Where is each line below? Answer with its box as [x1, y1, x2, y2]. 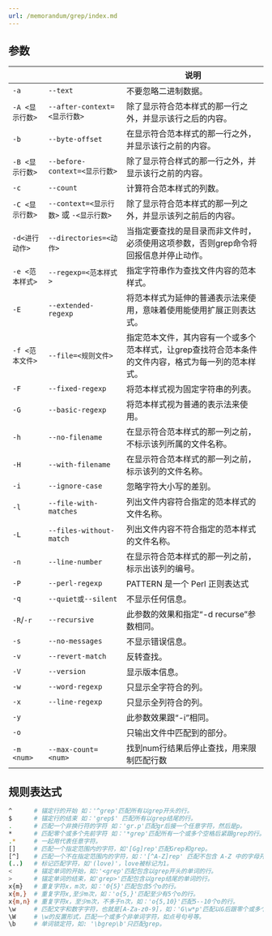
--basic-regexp [48, 406, 107, 414]
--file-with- [48, 499, 99, 508]
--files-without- [48, 526, 115, 535]
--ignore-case [48, 482, 103, 491]
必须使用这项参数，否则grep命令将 [125, 238, 257, 249]
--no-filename [48, 433, 103, 442]
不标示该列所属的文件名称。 [125, 439, 232, 450]
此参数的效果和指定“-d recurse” [125, 609, 249, 620]
